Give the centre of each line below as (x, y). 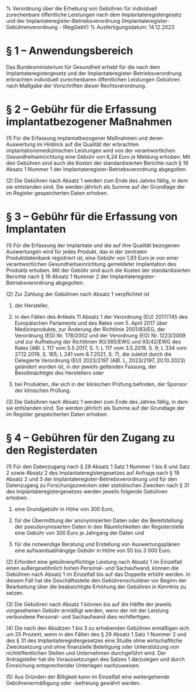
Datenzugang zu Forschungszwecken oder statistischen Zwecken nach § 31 (98, 485)
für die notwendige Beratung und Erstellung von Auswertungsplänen (97, 544)
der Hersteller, (32, 305)
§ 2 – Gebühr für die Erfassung (81, 109)
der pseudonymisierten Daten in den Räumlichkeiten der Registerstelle (99, 526)
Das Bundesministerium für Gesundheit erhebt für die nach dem (83, 67)
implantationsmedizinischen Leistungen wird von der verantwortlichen (91, 150)
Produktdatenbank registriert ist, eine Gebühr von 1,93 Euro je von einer (92, 258)
